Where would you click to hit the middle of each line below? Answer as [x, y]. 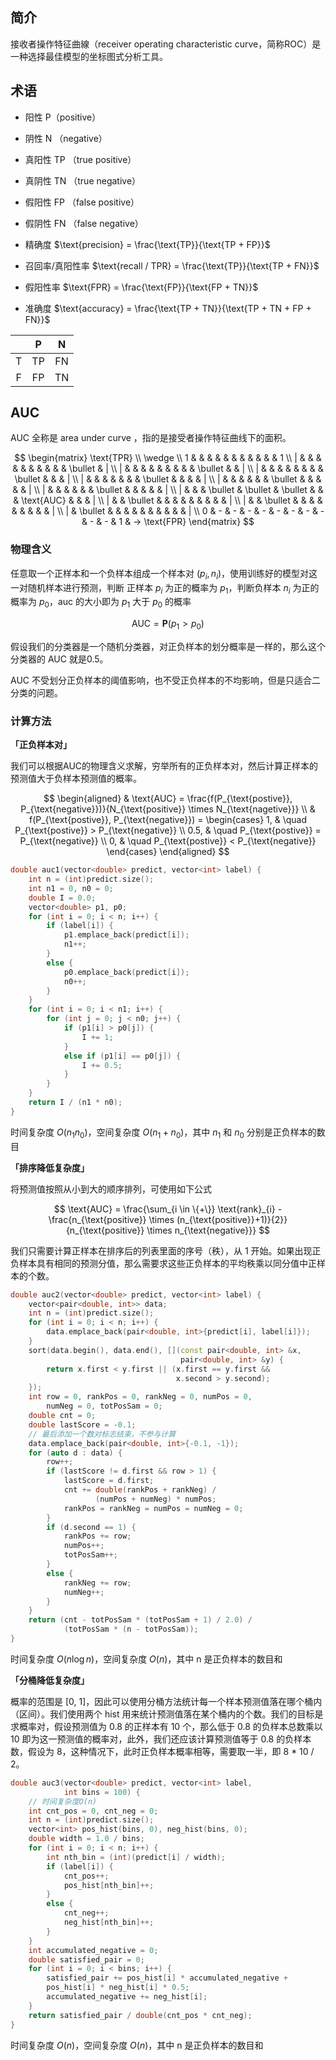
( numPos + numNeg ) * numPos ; [156, 1499]
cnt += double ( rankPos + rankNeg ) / [140, 1490]
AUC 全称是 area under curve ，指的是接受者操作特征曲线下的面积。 [151, 438]
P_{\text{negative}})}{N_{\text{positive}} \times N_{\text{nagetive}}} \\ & [168, 809]
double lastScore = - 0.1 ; [82, 1424]
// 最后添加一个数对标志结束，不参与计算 [102, 1434]
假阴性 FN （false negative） [84, 223]
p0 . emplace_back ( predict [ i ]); [126, 972]
